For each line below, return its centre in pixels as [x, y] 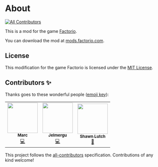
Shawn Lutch [93, 137]
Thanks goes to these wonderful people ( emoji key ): [57, 94]
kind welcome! [20, 160]
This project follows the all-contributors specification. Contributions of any [79, 155]
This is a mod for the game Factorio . [41, 31]
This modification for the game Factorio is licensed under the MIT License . [79, 67]
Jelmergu [57, 135]
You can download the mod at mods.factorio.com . [55, 40]
